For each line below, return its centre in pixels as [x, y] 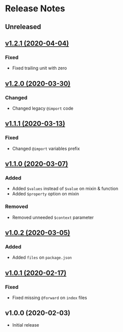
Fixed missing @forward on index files [49, 298]
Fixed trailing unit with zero [39, 68]
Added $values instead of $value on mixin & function [65, 189]
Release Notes [35, 9]
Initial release [25, 325]
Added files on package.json [42, 257]
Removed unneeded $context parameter [53, 217]
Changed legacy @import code [43, 108]
